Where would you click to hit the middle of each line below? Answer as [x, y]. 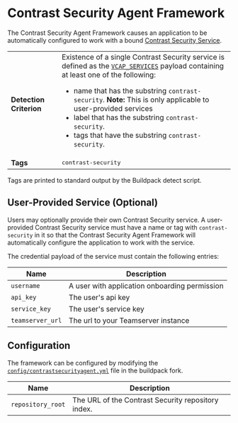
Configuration [39, 346]
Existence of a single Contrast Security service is [143, 57]
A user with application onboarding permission [146, 286]
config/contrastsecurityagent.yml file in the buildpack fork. [95, 370]
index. [82, 409]
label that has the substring [119, 117]
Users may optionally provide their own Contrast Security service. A [106, 220]
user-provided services [113, 108]
